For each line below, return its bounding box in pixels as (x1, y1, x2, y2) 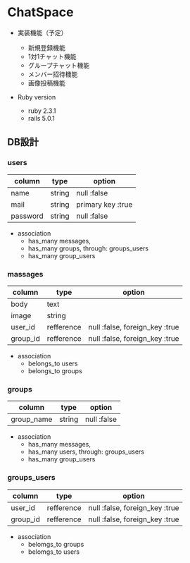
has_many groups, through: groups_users (27, 244, 149, 253)
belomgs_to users (27, 547, 80, 556)
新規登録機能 (27, 43, 65, 52)
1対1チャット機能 (27, 52, 77, 61)
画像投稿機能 (27, 78, 65, 87)
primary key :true (76, 199, 133, 209)
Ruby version (17, 92, 56, 101)
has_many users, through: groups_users (27, 447, 144, 456)
